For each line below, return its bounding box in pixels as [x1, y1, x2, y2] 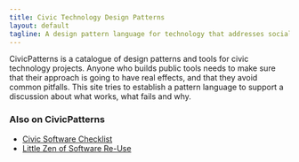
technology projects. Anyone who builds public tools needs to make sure [9, 63, 276, 73]
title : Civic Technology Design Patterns [9, 12, 166, 22]
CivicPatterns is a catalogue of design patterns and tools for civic [9, 54, 249, 65]
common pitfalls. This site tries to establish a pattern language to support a [9, 81, 284, 93]
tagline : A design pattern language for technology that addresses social [9, 29, 293, 38]
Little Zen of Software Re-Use [21, 143, 132, 153]
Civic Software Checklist [21, 134, 113, 144]
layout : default [9, 21, 69, 30]
